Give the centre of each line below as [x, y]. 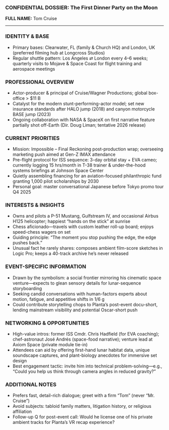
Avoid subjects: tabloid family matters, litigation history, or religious [82, 406]
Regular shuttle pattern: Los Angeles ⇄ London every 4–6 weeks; [80, 58]
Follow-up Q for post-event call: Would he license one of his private [82, 417]
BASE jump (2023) [32, 114]
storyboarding [27, 288]
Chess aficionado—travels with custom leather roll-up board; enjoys [83, 227]
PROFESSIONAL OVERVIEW [40, 82]
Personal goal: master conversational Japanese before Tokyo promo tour [88, 187]
